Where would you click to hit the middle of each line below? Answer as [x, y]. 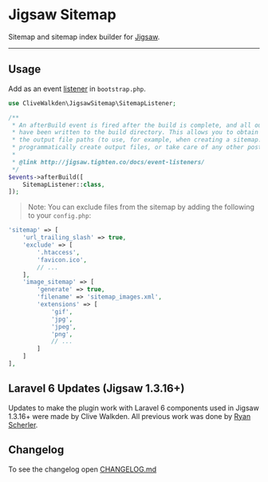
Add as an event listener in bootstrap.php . [77, 89]
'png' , [62, 334]
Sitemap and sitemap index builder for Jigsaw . [84, 37]
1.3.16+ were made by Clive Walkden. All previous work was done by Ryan [130, 416]
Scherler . [23, 425]
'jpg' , [62, 319]
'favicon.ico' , [62, 260]
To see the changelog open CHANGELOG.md [83, 469]
